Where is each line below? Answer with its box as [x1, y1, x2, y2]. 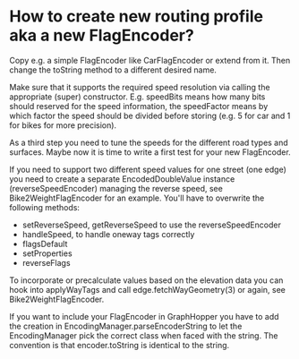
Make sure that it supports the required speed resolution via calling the [9, 81, 270, 92]
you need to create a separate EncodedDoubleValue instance [9, 173, 235, 184]
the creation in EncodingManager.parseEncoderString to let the [9, 321, 243, 331]
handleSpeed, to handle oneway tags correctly [21, 228, 195, 239]
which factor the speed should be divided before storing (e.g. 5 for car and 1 [9, 110, 291, 121]
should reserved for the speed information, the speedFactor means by [9, 100, 269, 111]
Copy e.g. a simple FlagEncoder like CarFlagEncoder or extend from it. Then [9, 55, 291, 65]
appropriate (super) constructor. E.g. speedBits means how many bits [9, 91, 266, 102]
